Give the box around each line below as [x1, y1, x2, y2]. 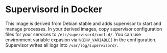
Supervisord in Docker [5, 4, 103, 15]
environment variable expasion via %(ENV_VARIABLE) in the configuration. [5, 37, 157, 43]
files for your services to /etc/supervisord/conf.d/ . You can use [5, 31, 141, 37]
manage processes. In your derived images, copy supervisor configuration [5, 25, 162, 32]
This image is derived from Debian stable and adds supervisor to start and [5, 20, 162, 26]
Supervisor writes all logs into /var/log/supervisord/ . [5, 42, 118, 48]
